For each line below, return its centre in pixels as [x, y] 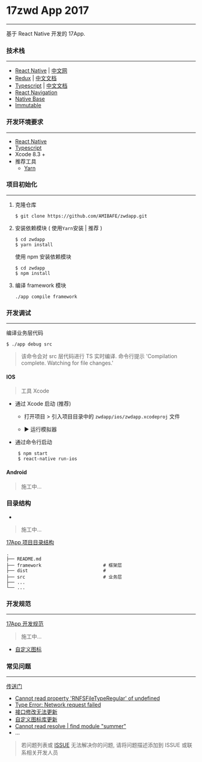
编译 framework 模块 [40, 285]
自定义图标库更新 [36, 719]
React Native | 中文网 [41, 71]
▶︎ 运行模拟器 [40, 429]
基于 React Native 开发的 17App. [46, 33]
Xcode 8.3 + [30, 154]
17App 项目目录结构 [30, 542]
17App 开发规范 [25, 624]
